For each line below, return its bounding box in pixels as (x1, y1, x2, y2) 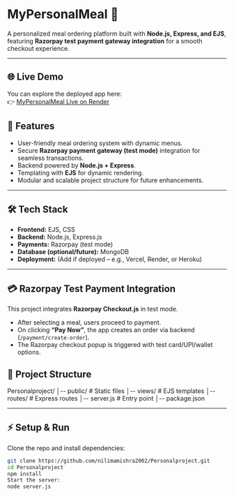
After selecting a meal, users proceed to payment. (17, 318, 162, 327)
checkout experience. (7, 44, 70, 52)
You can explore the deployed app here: (7, 89, 122, 98)
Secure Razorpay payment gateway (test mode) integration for (17, 146, 201, 154)
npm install (7, 470, 42, 477)
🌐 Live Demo (7, 71, 64, 83)
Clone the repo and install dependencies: (7, 443, 125, 452)
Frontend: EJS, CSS (17, 225, 75, 234)
